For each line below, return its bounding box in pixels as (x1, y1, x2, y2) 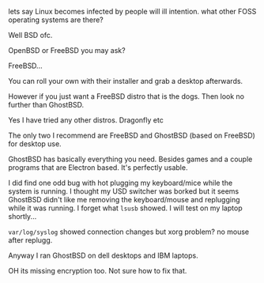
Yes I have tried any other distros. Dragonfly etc (8, 115, 164, 125)
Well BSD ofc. (8, 31, 53, 40)
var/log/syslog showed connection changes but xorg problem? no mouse (8, 227, 250, 236)
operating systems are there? (8, 15, 104, 25)
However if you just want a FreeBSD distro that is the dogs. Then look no (8, 92, 245, 101)
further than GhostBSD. (8, 100, 85, 109)
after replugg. (8, 236, 53, 244)
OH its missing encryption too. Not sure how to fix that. (8, 266, 187, 275)
